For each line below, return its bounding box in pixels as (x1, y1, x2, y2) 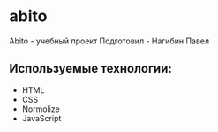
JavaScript (21, 113, 62, 123)
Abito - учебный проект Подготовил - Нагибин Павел (9, 35, 210, 46)
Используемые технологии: (9, 61, 172, 76)
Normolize (21, 104, 60, 114)
